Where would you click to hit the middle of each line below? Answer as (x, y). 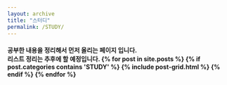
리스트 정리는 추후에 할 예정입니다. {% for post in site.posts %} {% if (104, 59)
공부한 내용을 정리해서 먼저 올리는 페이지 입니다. (72, 50)
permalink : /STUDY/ (36, 27)
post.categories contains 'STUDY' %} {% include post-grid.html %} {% (114, 67)
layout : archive (31, 14)
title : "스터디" (29, 20)
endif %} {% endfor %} (42, 74)
